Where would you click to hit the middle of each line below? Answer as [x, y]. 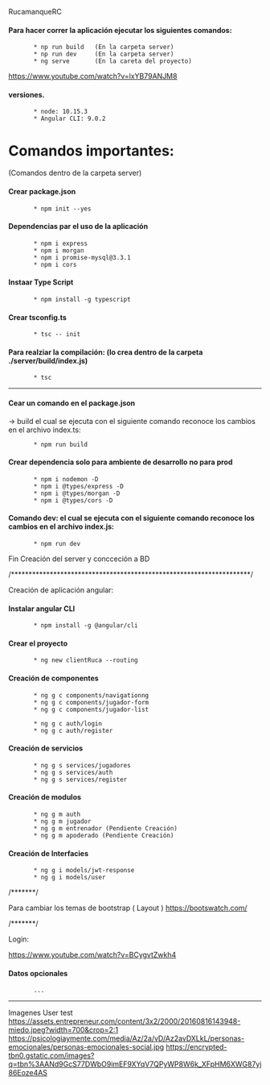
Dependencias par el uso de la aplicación [78, 227]
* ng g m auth [57, 814]
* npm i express [61, 243]
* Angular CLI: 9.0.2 [70, 119]
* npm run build [61, 444]
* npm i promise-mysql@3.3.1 [82, 257]
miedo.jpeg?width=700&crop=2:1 [63, 1030]
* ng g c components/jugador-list [91, 709]
